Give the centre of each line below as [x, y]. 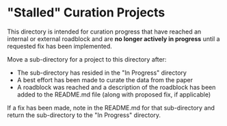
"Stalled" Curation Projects [86, 13]
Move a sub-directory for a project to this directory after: [87, 59]
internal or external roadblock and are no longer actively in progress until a [113, 38]
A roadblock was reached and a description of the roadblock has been [116, 87]
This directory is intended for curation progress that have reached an [104, 32]
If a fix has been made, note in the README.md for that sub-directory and [111, 108]
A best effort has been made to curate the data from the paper [105, 79]
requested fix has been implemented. [60, 46]
